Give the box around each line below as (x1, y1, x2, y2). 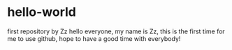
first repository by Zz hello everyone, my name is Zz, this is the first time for (7, 27, 225, 35)
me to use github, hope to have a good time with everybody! (7, 34, 181, 42)
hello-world (7, 4, 77, 20)
